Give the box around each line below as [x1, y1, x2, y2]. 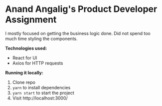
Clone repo [12, 79, 36, 85]
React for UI [12, 54, 37, 60]
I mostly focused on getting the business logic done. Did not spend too [5, 30, 151, 36]
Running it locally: [5, 69, 43, 75]
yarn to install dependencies [12, 84, 71, 90]
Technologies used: [5, 45, 47, 51]
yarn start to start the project [12, 90, 75, 96]
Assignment [5, 14, 57, 25]
